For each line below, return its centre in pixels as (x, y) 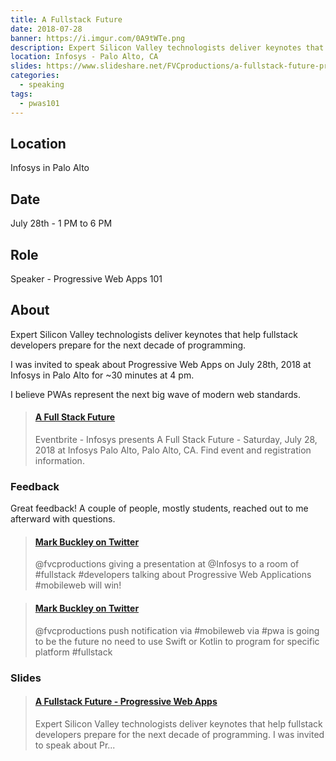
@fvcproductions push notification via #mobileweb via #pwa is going (177, 630)
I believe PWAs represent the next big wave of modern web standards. (155, 394)
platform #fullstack (73, 652)
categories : (35, 76)
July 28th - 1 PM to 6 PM (61, 223)
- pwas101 (39, 103)
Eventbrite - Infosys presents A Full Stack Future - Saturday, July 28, (176, 439)
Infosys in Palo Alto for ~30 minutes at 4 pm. (102, 375)
